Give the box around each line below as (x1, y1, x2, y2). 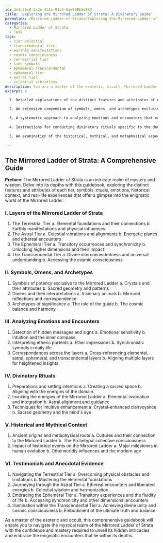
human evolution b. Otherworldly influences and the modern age (12, 448, 142, 454)
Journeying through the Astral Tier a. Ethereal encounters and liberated (12, 482, 155, 487)
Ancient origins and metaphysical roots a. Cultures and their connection (12, 432, 156, 438)
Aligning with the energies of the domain (12, 389, 94, 394)
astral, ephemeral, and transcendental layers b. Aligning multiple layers (12, 355, 154, 361)
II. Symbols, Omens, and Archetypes (5, 269, 93, 276)
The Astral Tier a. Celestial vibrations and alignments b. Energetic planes (12, 231, 158, 237)
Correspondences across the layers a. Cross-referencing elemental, (12, 350, 148, 356)
